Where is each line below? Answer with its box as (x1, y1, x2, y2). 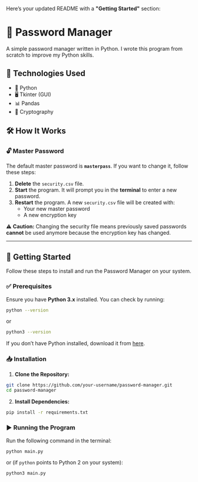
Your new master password (23, 205, 90, 212)
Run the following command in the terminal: (6, 437, 112, 444)
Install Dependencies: (14, 398, 70, 405)
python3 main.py (6, 470, 46, 477)
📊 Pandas (14, 100, 40, 107)
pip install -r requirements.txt (6, 409, 88, 415)
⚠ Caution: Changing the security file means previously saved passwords (6, 223, 187, 230)
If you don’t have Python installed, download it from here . (6, 340, 146, 347)
